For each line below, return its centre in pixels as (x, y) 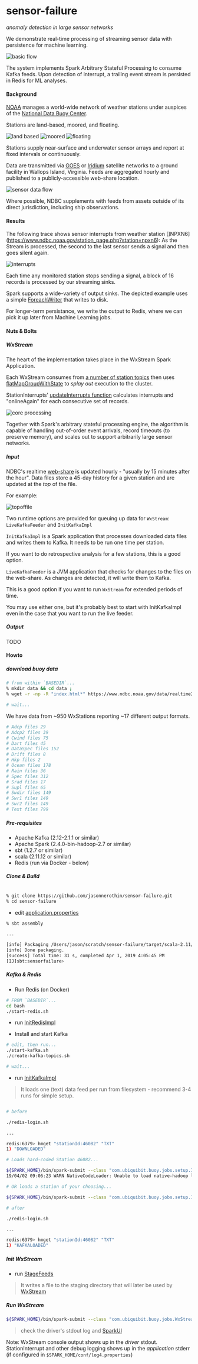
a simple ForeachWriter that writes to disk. (57, 300)
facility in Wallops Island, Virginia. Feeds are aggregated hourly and (88, 172)
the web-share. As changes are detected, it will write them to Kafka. (89, 578)
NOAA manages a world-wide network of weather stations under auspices (96, 107)
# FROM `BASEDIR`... (32, 1000)
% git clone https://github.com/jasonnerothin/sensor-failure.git (89, 896)
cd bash (16, 1006)
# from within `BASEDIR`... (41, 683)
